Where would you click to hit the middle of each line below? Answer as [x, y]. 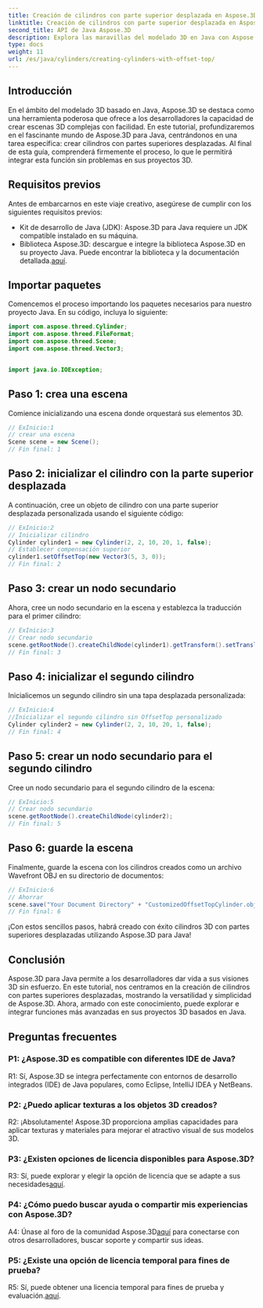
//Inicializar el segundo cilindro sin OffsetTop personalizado [115, 718]
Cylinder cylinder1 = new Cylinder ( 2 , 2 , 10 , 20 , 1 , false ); [110, 543]
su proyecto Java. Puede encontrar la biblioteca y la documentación [129, 252]
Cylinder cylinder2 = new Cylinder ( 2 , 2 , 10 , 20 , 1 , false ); [110, 724]
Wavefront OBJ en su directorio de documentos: [86, 875]
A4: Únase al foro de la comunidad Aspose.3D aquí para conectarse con [124, 1231]
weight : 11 [26, 52]
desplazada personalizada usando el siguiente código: [96, 513]
